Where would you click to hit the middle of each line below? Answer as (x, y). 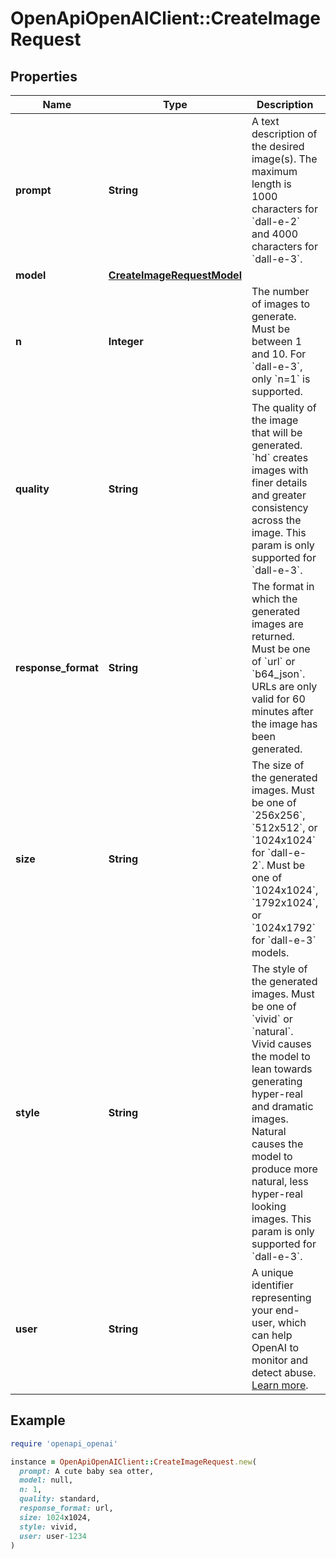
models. (270, 952)
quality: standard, (60, 1499)
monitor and (280, 1360)
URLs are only (284, 686)
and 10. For (279, 354)
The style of (279, 969)
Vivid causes (281, 1044)
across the (276, 520)
